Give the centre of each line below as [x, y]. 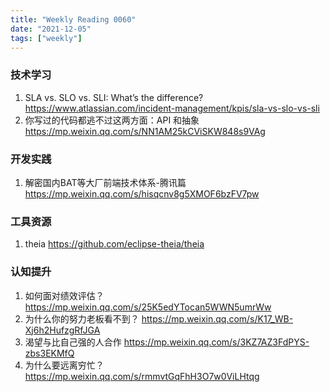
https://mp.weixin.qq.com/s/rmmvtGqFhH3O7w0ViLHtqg [142, 376]
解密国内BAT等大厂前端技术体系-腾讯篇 [105, 182]
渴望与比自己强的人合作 [73, 342]
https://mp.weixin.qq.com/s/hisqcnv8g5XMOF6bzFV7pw [142, 193]
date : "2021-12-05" [51, 29]
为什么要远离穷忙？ [64, 365]
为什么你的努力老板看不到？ [82, 318]
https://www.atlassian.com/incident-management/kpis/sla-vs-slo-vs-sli [172, 108]
